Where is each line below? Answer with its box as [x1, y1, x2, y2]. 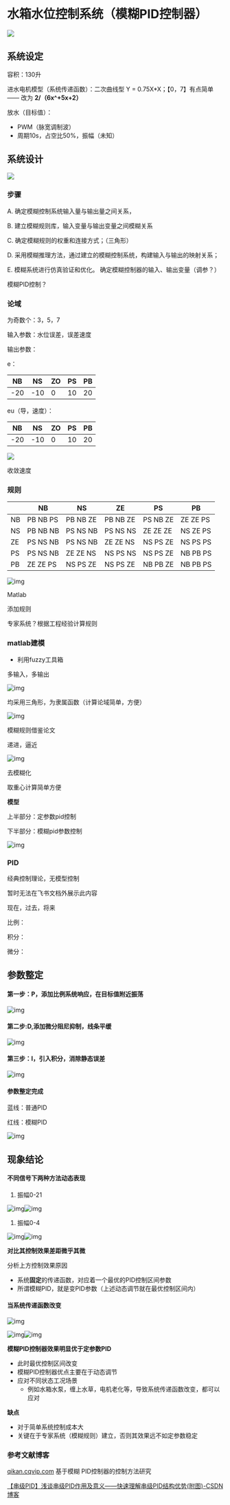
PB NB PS [27, 515, 58, 525]
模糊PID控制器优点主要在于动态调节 [16, 1368, 118, 1376]
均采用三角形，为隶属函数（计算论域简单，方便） [7, 697, 146, 706]
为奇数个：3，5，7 [7, 316, 60, 324]
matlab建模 [7, 638, 45, 648]
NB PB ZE [143, 560, 174, 570]
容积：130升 [7, 70, 42, 78]
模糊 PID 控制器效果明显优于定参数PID [7, 1345, 112, 1353]
